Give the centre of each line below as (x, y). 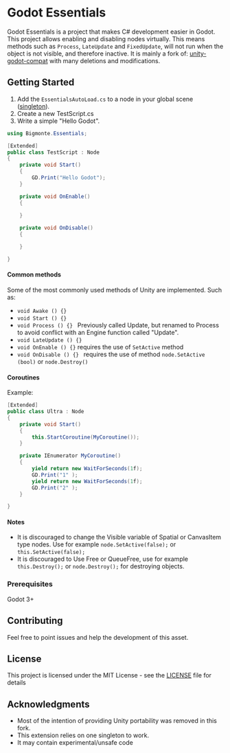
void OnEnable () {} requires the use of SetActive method (100, 347)
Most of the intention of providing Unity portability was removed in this (117, 721)
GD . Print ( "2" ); (55, 488)
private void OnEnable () (55, 196)
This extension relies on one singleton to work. (83, 735)
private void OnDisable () (57, 228)
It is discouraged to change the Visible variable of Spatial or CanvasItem (119, 537)
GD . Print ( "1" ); (55, 475)
